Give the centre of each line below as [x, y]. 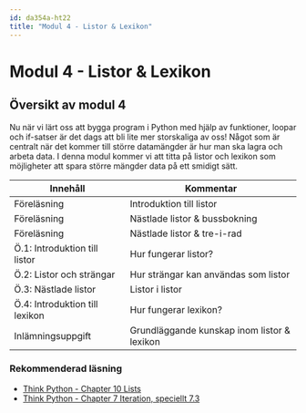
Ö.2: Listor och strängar [65, 274]
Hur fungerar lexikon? [176, 309]
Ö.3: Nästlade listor [55, 289]
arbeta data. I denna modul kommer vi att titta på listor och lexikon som [143, 156]
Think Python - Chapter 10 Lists [82, 388]
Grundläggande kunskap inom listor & [210, 330]
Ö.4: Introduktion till [56, 304]
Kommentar [211, 188]
